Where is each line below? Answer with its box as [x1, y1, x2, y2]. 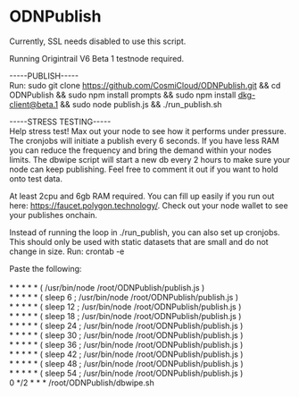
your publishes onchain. [9, 209, 98, 220]
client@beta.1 [9, 98, 59, 109]
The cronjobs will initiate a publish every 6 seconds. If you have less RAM [9, 135, 279, 146]
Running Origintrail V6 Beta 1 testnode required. [9, 53, 185, 63]
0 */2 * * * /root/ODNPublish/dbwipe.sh [9, 377, 154, 388]
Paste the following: [9, 263, 82, 274]
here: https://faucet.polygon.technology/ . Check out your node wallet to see [9, 199, 288, 211]
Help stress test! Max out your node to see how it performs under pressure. [9, 125, 287, 136]
